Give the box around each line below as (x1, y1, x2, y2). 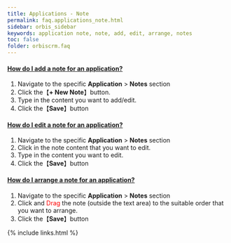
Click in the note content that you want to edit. (17, 144, 151, 152)
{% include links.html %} (7, 228, 78, 237)
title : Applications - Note (7, 10, 90, 17)
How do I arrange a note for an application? (7, 176, 135, 184)
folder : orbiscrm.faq (7, 43, 71, 50)
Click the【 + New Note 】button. (17, 88, 111, 96)
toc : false (7, 36, 39, 43)
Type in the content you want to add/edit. (17, 96, 136, 105)
